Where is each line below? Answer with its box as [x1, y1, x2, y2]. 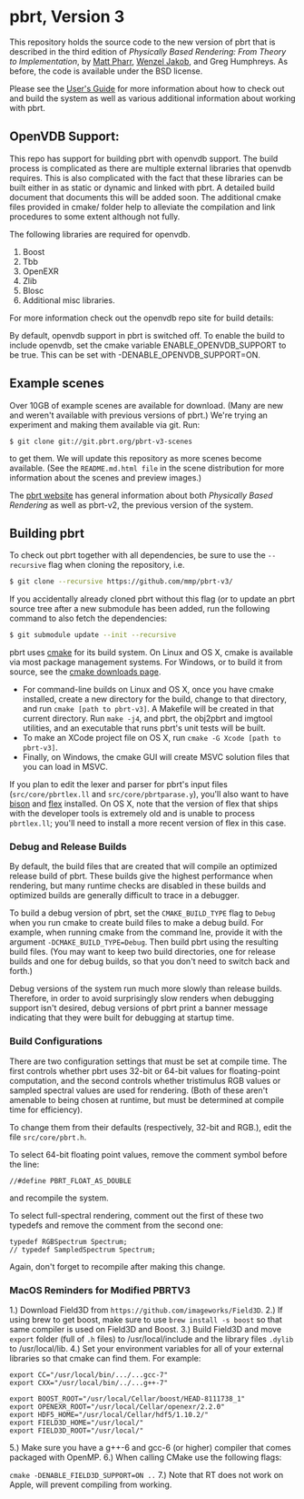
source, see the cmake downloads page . [9, 666, 162, 677]
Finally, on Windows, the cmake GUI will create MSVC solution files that [22, 752, 290, 763]
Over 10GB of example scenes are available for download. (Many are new [9, 400, 284, 410]
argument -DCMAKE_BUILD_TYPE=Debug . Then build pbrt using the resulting [9, 937, 279, 947]
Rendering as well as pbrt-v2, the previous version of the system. [9, 499, 254, 511]
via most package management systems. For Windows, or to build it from [9, 657, 283, 668]
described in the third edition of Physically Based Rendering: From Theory [9, 46, 287, 56]
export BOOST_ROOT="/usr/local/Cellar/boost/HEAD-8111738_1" [9, 1394, 246, 1403]
